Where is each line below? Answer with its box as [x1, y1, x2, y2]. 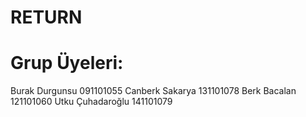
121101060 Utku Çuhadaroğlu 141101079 [10, 96, 173, 108]
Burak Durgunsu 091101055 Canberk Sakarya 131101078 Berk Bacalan [10, 85, 297, 97]
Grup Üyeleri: [10, 52, 124, 75]
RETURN [10, 6, 83, 29]
